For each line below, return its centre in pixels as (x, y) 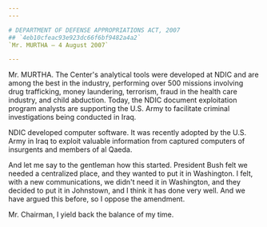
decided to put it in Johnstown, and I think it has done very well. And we (127, 191)
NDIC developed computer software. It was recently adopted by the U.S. (128, 133)
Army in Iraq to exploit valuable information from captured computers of (127, 141)
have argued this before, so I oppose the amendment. (97, 199)
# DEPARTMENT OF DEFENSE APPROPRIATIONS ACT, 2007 (94, 30)
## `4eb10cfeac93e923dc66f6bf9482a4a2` (75, 38)
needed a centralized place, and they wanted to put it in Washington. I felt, (131, 173)
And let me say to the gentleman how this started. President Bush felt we (128, 165)
